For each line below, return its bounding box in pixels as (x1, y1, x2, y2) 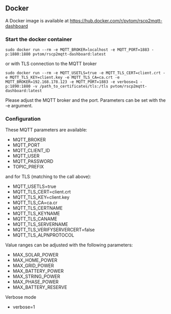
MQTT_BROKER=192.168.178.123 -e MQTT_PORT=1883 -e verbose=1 (5, 79, 138, 84)
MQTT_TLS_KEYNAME (12, 211, 60, 217)
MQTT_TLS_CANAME (12, 216, 58, 222)
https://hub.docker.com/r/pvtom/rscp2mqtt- (69, 17, 162, 23)
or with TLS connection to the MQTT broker (5, 61, 97, 67)
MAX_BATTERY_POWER (12, 268, 64, 274)
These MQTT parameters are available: (5, 127, 88, 133)
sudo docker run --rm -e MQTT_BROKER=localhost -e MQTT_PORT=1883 (5, 47, 150, 52)
